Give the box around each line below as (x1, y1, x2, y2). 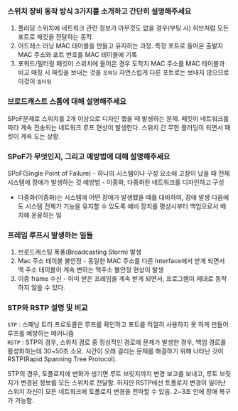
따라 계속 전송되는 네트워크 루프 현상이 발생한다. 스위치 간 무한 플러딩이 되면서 (7, 123, 224, 132)
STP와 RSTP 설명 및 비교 (7, 303, 88, 313)
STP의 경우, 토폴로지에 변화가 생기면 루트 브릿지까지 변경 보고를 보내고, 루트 (7, 370, 218, 378)
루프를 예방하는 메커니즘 (7, 329, 75, 338)
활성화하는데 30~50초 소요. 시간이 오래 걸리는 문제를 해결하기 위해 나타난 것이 (7, 347, 224, 356)
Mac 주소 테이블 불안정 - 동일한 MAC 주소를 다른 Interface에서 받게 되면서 (17, 257, 225, 265)
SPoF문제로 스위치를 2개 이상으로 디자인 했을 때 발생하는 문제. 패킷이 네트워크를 (7, 114, 229, 122)
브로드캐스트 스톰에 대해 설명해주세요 (7, 97, 126, 107)
